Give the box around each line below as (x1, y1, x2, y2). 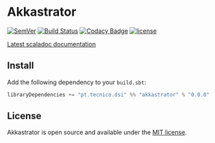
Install (7, 60, 34, 72)
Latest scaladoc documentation (7, 40, 96, 48)
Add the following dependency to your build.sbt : (7, 78, 147, 86)
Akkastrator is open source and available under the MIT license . (7, 128, 187, 137)
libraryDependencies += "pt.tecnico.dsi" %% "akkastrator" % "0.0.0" (7, 91, 210, 98)
